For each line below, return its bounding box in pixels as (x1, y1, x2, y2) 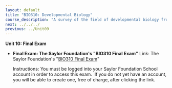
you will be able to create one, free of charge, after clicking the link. (12, 77, 156, 83)
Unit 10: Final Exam (5, 40, 47, 47)
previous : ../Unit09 (5, 27, 50, 32)
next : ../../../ (5, 21, 40, 27)
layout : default (5, 7, 40, 13)
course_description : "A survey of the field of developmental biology (5, 17, 159, 22)
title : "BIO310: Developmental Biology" (5, 12, 93, 17)
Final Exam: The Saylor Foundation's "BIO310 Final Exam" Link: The (12, 51, 159, 57)
